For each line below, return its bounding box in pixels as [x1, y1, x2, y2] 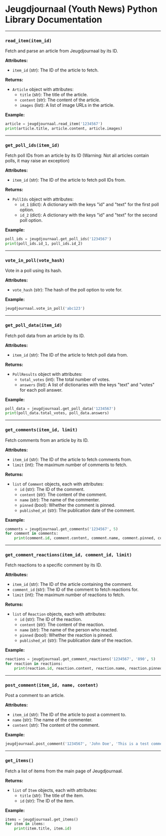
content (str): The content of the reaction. [19, 622, 105, 627]
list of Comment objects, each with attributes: [12, 481, 104, 487]
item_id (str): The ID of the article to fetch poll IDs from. [12, 177, 126, 183]
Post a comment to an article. [5, 693, 65, 698]
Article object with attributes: [12, 86, 74, 92]
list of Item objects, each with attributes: [12, 787, 97, 793]
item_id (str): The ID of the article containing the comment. [12, 581, 132, 587]
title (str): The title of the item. [19, 792, 84, 798]
